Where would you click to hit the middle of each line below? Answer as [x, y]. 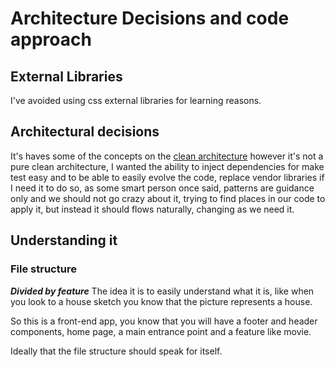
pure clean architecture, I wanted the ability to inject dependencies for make [167, 166]
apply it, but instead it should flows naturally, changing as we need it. [152, 209]
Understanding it [64, 240]
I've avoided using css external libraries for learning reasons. [136, 100]
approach [51, 39]
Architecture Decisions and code [150, 18]
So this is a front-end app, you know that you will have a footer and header [164, 321]
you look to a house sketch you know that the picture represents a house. [161, 301]
